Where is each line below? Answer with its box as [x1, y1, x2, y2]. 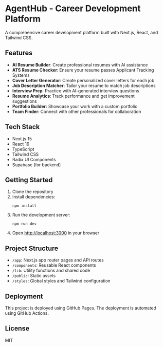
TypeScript [12, 146, 35, 152]
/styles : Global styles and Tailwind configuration [12, 278, 110, 284]
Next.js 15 [12, 135, 32, 142]
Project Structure [5, 244, 58, 252]
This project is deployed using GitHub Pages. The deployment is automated [5, 305, 157, 311]
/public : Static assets [12, 273, 56, 279]
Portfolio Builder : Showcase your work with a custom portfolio [12, 103, 138, 109]
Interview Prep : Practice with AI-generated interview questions [12, 87, 140, 93]
